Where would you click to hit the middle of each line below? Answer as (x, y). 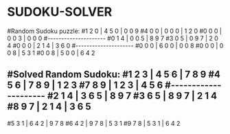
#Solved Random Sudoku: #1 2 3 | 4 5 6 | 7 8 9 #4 (114, 75)
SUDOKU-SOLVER (60, 12)
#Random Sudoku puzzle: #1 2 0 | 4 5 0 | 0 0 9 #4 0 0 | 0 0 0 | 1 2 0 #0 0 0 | (114, 31)
